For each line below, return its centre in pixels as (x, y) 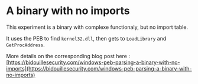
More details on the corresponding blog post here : (68, 56)
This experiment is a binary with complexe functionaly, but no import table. (97, 27)
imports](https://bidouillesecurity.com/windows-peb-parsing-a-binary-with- (99, 68)
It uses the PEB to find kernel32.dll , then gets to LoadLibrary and (86, 38)
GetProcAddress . (26, 45)
